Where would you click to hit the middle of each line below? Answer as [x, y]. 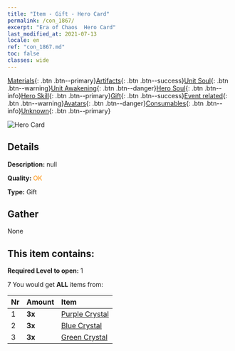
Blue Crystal [81, 326]
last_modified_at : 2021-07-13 [52, 34]
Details [23, 147]
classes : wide [28, 61]
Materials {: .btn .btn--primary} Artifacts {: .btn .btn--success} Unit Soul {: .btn [118, 80]
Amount [40, 302]
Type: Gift [22, 192]
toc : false [23, 54]
